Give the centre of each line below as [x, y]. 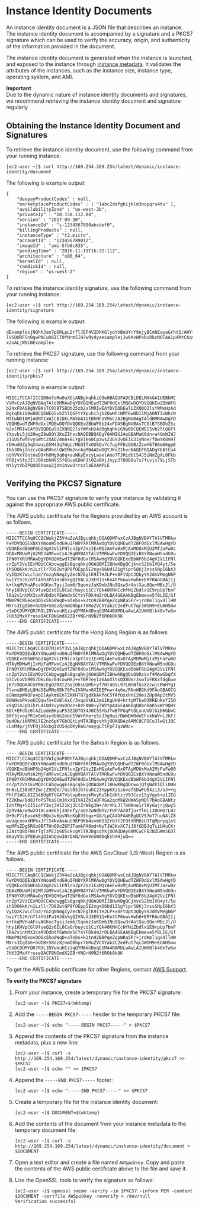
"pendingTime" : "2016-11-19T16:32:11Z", [68, 251]
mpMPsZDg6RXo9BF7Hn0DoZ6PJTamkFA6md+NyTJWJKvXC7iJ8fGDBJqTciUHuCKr [91, 826]
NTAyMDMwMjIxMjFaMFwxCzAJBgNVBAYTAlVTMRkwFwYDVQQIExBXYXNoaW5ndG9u [91, 664]
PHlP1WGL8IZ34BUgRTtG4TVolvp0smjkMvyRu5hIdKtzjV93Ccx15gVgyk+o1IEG [91, 795]
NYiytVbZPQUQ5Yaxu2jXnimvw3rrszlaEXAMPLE [58, 465]
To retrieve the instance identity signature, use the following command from [99, 288]
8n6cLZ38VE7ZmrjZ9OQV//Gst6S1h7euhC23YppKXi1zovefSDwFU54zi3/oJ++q [91, 790]
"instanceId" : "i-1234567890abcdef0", [66, 225]
